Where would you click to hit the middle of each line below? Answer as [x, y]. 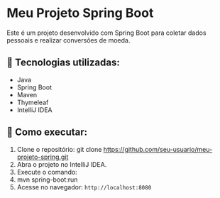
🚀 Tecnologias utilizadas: [63, 63]
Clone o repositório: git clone [59, 149]
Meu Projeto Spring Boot [80, 13]
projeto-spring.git [43, 157]
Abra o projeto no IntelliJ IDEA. [62, 164]
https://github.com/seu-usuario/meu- [158, 149]
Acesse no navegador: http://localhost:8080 [84, 187]
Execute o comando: [47, 172]
